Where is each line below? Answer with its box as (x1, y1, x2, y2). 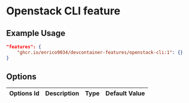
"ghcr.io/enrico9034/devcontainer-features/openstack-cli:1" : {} (17, 49, 184, 55)
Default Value (105, 89, 145, 98)
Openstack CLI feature (6, 4, 121, 18)
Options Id (9, 89, 40, 98)
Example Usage (6, 28, 66, 38)
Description (45, 89, 80, 98)
